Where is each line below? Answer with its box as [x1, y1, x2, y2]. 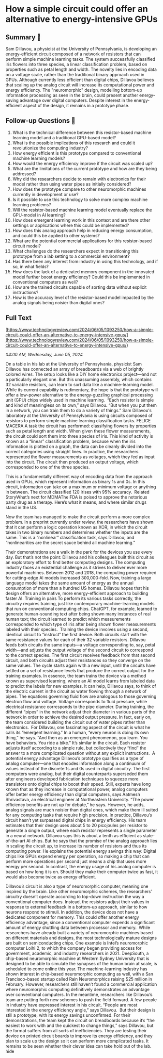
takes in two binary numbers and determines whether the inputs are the [5, 529, 148, 535]
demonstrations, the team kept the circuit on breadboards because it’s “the [5, 1017, 155, 1023]
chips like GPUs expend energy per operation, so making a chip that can [5, 853, 149, 859]
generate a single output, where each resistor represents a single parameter [5, 827, 157, 833]
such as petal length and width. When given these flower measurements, [5, 428, 151, 434]
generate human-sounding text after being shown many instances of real [5, 611, 151, 617]
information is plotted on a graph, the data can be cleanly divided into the [5, 443, 152, 449]
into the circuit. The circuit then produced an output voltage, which [5, 459, 139, 464]
